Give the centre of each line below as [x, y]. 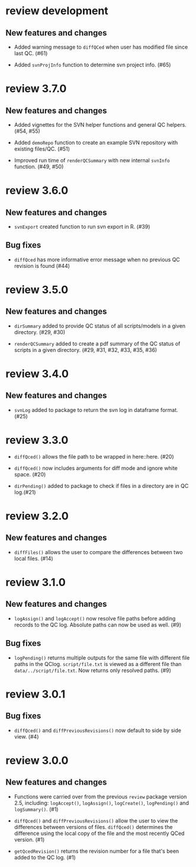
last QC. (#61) [31, 53]
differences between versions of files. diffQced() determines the [93, 827]
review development [57, 11]
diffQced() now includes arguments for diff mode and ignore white [96, 468]
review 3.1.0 [36, 582]
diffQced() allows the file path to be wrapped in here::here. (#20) [94, 456]
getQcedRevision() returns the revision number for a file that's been [97, 851]
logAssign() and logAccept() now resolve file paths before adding [95, 618]
